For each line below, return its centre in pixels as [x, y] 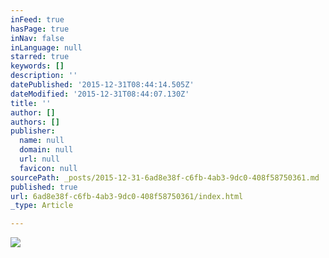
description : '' [44, 76]
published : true [44, 187]
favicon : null [48, 168]
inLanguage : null [46, 47]
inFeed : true [37, 19]
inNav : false [37, 38]
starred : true [40, 57]
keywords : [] [37, 66]
